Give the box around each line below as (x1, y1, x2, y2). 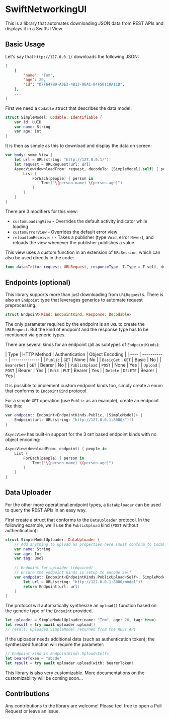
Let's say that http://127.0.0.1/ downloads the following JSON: (5, 53, 139, 59)
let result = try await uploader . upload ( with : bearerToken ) (5, 661, 134, 666)
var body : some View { (5, 153, 53, 158)
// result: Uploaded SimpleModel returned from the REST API (5, 627, 136, 632)
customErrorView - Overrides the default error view (12, 229, 118, 235)
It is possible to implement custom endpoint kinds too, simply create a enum (5, 383, 163, 389)
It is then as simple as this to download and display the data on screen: (5, 142, 152, 149)
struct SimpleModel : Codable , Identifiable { (5, 115, 102, 120)
